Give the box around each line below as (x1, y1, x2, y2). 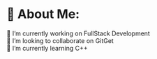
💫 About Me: (6, 6, 80, 22)
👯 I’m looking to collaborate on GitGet (6, 36, 114, 44)
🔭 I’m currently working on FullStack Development (6, 29, 151, 37)
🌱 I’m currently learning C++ (6, 44, 88, 52)
